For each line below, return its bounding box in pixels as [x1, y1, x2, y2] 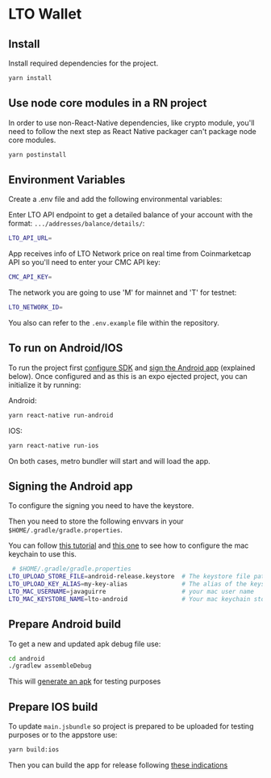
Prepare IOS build [8, 700, 98, 713]
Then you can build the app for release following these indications [8, 760, 228, 770]
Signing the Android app [8, 479, 133, 493]
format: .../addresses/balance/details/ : [8, 219, 145, 229]
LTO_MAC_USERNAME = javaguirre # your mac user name [8, 587, 254, 595]
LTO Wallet [8, 5, 82, 23]
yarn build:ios [8, 746, 60, 754]
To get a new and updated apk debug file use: [8, 639, 161, 649]
